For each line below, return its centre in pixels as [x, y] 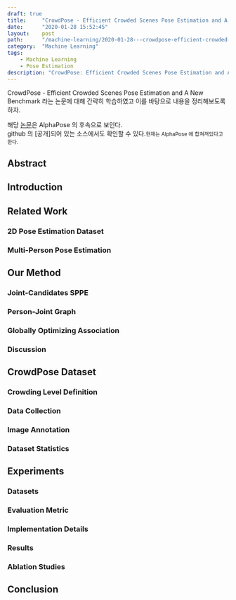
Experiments [36, 471]
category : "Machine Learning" [53, 46]
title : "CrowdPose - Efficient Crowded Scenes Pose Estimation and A [118, 20]
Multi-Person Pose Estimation [59, 250]
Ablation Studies [36, 566]
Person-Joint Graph [41, 311]
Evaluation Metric [38, 510]
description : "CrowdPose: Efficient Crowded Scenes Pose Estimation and [116, 72]
